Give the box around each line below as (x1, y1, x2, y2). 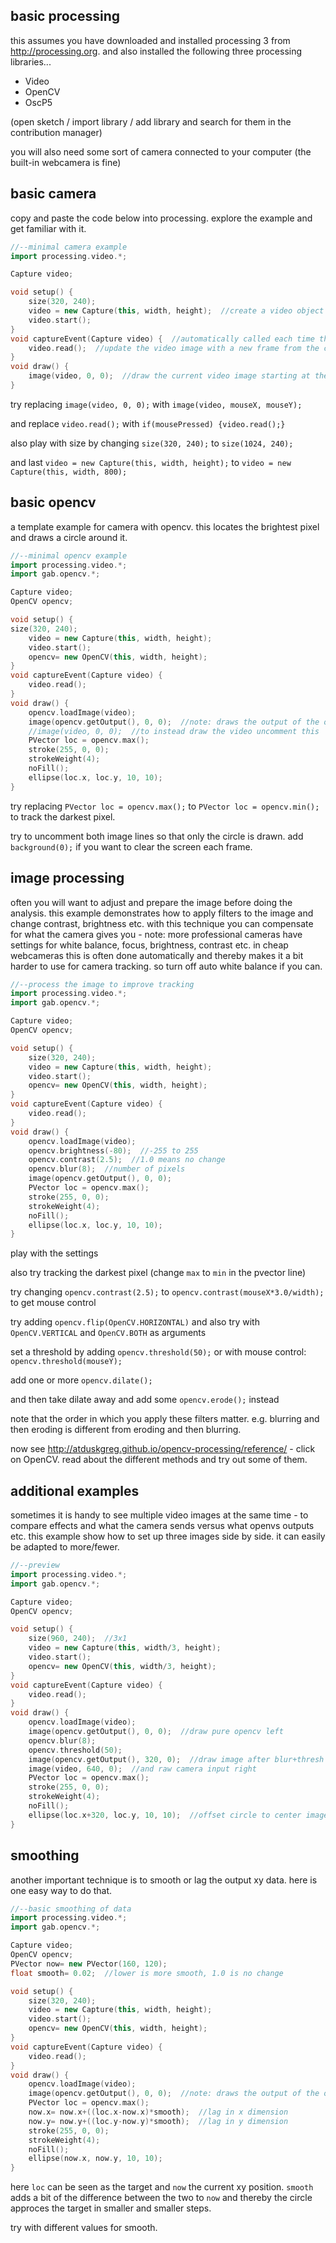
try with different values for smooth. (10, 2222, 158, 2234)
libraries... (10, 55, 52, 68)
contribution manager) (10, 126, 103, 138)
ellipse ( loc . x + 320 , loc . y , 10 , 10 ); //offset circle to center (28, 1810, 302, 1820)
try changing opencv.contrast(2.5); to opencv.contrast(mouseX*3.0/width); (10, 1286, 325, 1298)
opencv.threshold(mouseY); (10, 1357, 123, 1367)
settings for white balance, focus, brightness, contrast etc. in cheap (10, 939, 289, 951)
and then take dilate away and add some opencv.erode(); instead (10, 1394, 280, 1406)
